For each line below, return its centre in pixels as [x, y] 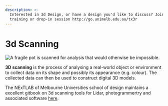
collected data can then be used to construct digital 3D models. [70, 78]
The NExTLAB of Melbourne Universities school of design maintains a [77, 87]
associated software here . [32, 98]
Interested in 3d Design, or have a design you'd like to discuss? [81, 14]
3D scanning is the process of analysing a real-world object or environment [83, 67]
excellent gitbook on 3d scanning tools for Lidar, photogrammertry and [78, 93]
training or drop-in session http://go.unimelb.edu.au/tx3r [73, 19]
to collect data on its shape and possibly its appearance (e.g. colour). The [81, 72]
